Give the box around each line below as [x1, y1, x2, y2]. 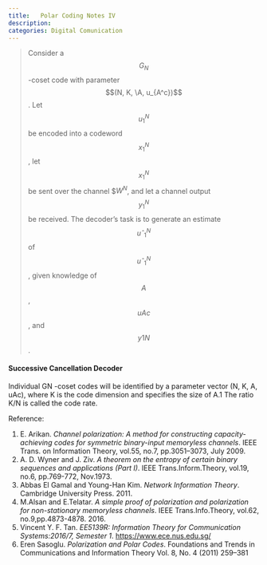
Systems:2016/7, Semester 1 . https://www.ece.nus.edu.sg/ [19, 531, 211, 540]
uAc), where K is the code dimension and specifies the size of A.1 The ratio [8, 389, 254, 399]
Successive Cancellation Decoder [8, 364, 124, 373]
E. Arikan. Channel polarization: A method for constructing [19, 429, 213, 439]
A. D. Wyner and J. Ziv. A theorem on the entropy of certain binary [19, 454, 238, 464]
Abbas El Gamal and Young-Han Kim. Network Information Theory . [19, 480, 240, 489]
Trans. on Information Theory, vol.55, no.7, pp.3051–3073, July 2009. [19, 446, 246, 456]
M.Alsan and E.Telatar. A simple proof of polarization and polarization [19, 496, 249, 507]
